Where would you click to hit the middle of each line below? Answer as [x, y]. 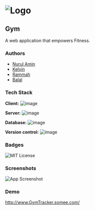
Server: [13, 113]
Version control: [22, 132]
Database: [16, 122]
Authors [15, 53]
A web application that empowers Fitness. [47, 40]
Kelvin [18, 70]
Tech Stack [19, 93]
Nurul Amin [24, 64]
